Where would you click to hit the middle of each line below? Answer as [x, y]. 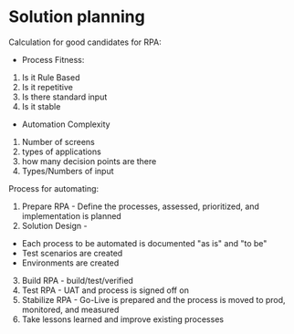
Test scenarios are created [72, 253]
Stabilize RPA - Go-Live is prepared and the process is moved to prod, [153, 299]
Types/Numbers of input [68, 171]
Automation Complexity [66, 124]
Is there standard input [64, 97]
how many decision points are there [89, 161]
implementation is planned [72, 215]
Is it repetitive [47, 87]
